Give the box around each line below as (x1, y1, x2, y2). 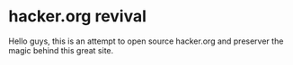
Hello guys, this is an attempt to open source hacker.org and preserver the (8, 36, 284, 46)
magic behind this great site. (8, 45, 114, 55)
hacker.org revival (8, 6, 147, 27)
